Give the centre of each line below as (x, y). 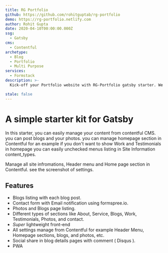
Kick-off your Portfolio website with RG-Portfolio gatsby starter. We (87, 85)
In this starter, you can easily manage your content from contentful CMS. (80, 133)
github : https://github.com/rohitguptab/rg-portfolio (63, 15)
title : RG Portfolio (27, 10)
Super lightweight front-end (41, 225)
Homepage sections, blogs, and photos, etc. (58, 235)
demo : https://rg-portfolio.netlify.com (48, 19)
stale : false (19, 94)
